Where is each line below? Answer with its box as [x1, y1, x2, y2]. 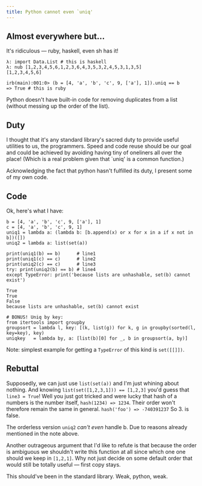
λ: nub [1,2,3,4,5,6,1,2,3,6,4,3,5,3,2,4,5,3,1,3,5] [6, 64, 142, 70]
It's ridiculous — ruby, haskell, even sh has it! [6, 47, 119, 54]
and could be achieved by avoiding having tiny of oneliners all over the [6, 149, 183, 156]
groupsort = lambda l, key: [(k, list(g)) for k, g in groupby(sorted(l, [6, 325, 197, 331]
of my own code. [6, 174, 48, 181]
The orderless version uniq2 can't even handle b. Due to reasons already [6, 423, 187, 430]
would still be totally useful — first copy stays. [6, 461, 121, 468]
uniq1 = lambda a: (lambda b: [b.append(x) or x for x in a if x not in [6, 229, 194, 236]
